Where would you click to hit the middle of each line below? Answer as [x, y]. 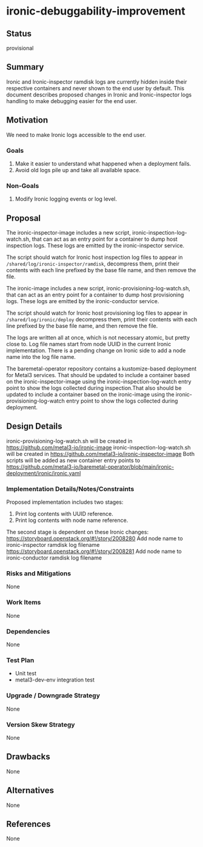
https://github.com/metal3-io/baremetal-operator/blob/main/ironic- [90, 467]
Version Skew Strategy [41, 725]
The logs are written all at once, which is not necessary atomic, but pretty [98, 338]
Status [19, 34]
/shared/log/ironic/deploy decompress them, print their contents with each [102, 320]
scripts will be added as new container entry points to [73, 460]
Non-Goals [23, 186]
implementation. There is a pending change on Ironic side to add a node [96, 350]
